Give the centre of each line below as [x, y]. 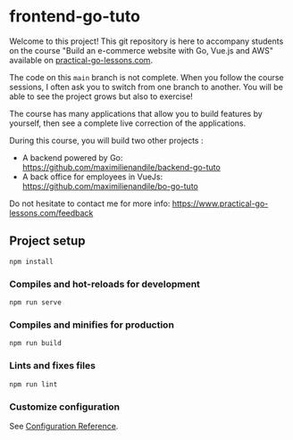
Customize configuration [65, 406]
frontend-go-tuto [75, 17]
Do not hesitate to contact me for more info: [90, 203]
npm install [31, 262]
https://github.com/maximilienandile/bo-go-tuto [110, 186]
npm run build [36, 344]
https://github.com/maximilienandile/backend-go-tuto [121, 167]
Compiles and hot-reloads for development [105, 284]
